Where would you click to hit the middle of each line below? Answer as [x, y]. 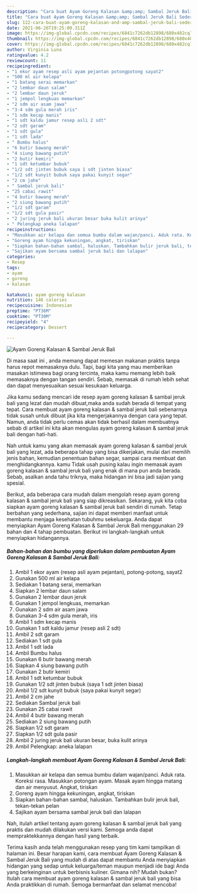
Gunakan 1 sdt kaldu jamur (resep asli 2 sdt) [68, 628]
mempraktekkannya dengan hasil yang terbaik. [63, 836]
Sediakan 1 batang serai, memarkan [58, 584]
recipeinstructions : [32, 229]
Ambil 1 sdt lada [34, 647]
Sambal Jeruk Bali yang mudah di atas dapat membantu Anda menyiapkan [96, 860]
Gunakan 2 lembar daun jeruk [51, 597]
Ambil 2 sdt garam [37, 634]
